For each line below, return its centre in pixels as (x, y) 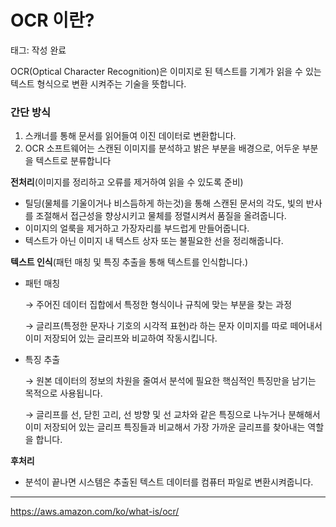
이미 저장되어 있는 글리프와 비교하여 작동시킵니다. (121, 338)
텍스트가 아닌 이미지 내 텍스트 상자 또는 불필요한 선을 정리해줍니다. (154, 241)
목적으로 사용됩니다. (63, 393)
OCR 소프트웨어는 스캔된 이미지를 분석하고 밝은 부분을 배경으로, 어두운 (162, 148)
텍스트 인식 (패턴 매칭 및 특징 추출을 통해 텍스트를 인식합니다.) (129, 262)
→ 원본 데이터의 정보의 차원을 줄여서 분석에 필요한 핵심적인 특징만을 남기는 (170, 381)
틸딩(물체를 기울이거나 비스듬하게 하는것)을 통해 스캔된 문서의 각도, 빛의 (164, 203)
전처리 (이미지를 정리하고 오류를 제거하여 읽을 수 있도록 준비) (127, 182)
